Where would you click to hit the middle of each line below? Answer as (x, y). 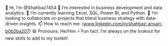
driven (12, 24)
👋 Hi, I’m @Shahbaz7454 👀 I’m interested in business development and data (84, 8)
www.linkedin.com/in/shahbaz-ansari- (123, 24)
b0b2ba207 (17, 31)
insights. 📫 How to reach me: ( (52, 24)
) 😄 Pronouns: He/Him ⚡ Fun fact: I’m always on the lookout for (95, 31)
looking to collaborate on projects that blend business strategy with (75, 18)
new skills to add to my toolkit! (36, 38)
